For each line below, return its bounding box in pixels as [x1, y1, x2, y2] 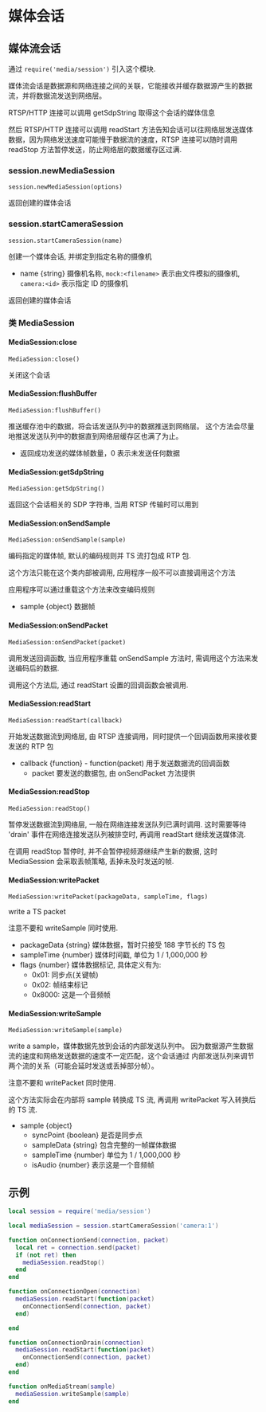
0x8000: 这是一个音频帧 [31, 990, 111, 999]
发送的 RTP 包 [8, 741, 54, 751]
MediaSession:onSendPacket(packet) [8, 638, 127, 646]
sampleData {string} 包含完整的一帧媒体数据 [31, 1140, 177, 1150]
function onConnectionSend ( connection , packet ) [8, 1236, 170, 1244]
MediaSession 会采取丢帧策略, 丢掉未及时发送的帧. [8, 856, 174, 866]
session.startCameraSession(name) [8, 237, 123, 244]
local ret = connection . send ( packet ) [15, 1243, 141, 1251]
